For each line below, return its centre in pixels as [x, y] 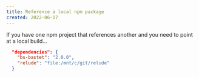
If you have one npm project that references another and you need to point [99, 34]
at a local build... [27, 41]
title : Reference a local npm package [55, 12]
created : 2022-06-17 [32, 17]
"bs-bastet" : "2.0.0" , [46, 58]
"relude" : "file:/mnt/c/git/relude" [64, 63]
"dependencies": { [35, 52]
